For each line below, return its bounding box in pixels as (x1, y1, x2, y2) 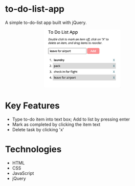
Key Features (5, 100, 60, 111)
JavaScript (12, 170, 34, 176)
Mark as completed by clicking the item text (12, 121, 101, 127)
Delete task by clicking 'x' (12, 126, 65, 132)
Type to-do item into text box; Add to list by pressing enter (12, 116, 130, 122)
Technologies (5, 144, 62, 155)
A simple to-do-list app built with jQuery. (5, 20, 87, 25)
